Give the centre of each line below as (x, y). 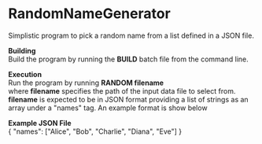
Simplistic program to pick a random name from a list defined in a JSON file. (131, 35)
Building (22, 50)
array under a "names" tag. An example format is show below (108, 108)
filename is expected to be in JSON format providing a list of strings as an (129, 99)
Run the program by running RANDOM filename (86, 83)
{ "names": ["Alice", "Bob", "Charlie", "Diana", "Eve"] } (95, 131)
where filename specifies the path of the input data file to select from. (122, 90)
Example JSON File (40, 123)
